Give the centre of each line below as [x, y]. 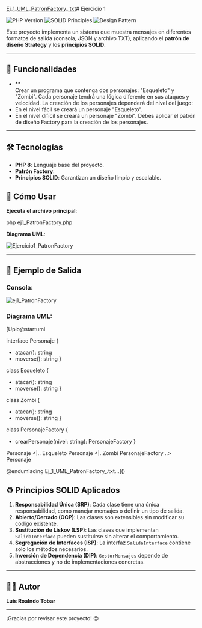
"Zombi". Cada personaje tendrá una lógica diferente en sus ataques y [102, 96]
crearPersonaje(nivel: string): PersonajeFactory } [75, 442]
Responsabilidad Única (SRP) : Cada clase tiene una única [87, 505]
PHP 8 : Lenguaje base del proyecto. [59, 165]
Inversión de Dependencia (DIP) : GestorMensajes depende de [91, 556]
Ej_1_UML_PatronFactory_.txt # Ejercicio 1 [56, 9]
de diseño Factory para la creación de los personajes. [81, 122]
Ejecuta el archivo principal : [42, 211]
